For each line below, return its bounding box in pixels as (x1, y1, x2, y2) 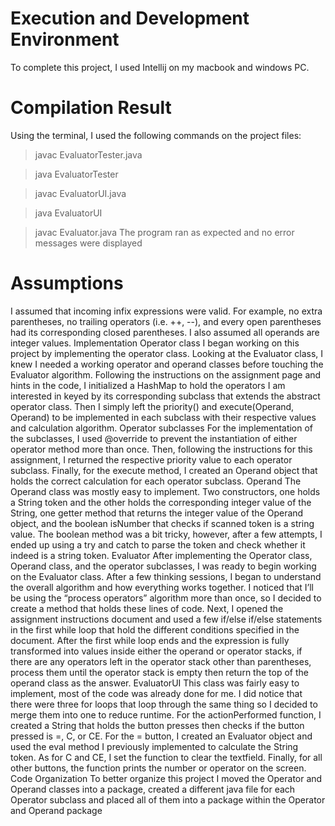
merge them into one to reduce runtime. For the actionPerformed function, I (10, 708, 322, 721)
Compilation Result (10, 97, 172, 119)
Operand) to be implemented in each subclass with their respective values (10, 411, 317, 423)
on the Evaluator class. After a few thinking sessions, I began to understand (10, 570, 322, 582)
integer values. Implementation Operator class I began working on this (10, 337, 300, 349)
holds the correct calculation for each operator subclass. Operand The (10, 475, 302, 487)
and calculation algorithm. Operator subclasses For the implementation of (10, 422, 314, 434)
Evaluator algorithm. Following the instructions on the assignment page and (10, 368, 322, 381)
